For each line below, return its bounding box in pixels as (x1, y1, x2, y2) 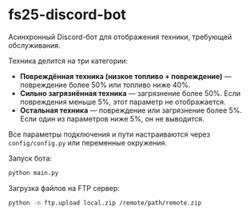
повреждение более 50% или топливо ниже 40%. (19, 80, 191, 90)
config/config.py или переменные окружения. (8, 137, 168, 147)
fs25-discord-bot (8, 6, 126, 24)
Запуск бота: (8, 153, 52, 163)
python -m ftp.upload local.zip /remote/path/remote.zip (8, 198, 202, 207)
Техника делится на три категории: (8, 56, 129, 66)
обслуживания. (8, 40, 62, 50)
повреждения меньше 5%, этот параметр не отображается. (19, 97, 226, 106)
